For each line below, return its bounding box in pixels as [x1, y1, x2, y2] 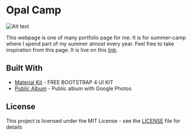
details [6, 123, 22, 130]
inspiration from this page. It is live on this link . [6, 46, 118, 53]
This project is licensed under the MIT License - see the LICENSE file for [6, 117, 180, 124]
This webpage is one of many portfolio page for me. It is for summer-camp [6, 34, 186, 41]
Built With [6, 63, 43, 73]
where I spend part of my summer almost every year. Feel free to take [6, 40, 174, 47]
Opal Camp [6, 3, 61, 17]
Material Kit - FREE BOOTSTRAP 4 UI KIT [14, 79, 114, 86]
